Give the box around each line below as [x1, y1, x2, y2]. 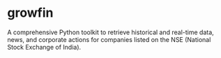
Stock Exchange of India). [7, 43, 82, 51]
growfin [7, 5, 54, 21]
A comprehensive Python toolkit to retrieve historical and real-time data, [7, 28, 214, 36]
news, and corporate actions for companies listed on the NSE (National [7, 35, 211, 43]
